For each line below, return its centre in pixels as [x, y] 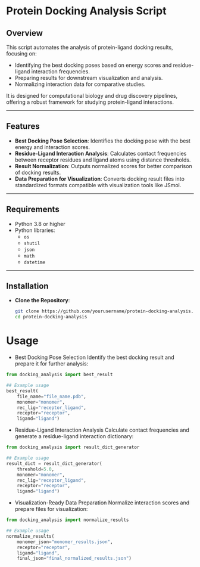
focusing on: [21, 54]
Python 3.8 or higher [40, 224]
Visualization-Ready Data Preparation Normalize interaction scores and [102, 503]
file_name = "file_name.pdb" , [51, 396]
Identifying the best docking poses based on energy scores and [93, 65]
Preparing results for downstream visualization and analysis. [89, 78]
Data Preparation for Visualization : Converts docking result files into [99, 179]
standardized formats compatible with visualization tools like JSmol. [98, 185]
